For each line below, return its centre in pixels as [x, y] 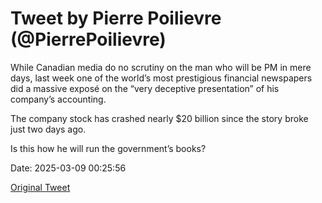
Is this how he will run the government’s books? [108, 148]
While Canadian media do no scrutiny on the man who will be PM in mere [161, 67]
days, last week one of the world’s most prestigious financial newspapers [161, 78]
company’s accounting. [58, 99]
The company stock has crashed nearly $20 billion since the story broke [159, 118]
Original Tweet [40, 187]
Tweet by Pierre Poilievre [116, 18]
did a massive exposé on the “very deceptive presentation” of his [145, 88]
